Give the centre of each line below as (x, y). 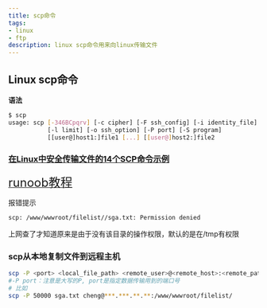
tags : (17, 23)
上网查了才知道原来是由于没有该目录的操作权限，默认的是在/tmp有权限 (124, 234)
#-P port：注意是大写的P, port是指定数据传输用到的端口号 (94, 281)
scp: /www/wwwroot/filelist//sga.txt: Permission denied (104, 217)
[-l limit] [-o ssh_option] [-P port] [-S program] (135, 130)
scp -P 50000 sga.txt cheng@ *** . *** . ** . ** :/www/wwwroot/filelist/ (120, 295)
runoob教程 (41, 182)
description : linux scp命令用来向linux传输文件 (83, 45)
